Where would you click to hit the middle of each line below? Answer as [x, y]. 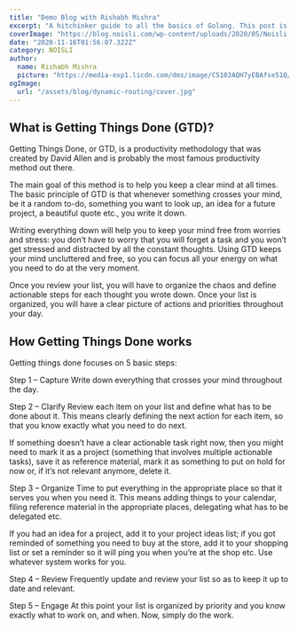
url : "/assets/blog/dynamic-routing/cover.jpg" [107, 91]
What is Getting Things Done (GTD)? [112, 127]
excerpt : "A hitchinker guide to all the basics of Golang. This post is [149, 26]
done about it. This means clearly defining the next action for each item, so [146, 416]
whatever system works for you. [68, 562]
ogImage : [25, 83]
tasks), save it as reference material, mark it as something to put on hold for [147, 461]
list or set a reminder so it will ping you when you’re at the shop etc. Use [141, 553]
